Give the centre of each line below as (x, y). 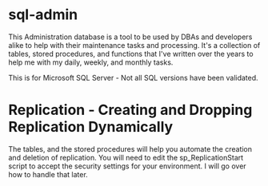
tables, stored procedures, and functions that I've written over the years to (131, 53)
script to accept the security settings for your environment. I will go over (127, 166)
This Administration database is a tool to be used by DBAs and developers (130, 37)
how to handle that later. (48, 174)
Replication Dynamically (91, 127)
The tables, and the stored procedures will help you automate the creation (130, 148)
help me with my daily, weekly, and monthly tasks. (91, 62)
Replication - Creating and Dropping (130, 110)
